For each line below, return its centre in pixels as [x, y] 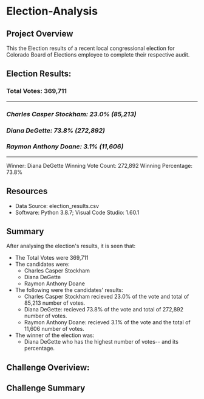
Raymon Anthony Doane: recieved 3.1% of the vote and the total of [107, 322]
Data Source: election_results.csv [57, 206]
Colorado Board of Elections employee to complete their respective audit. [98, 55]
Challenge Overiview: [48, 367]
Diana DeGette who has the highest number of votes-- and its [101, 342]
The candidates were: [42, 264]
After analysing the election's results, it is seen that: [71, 246]
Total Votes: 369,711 [36, 91]
